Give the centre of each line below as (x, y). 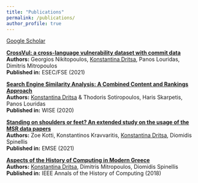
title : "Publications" (35, 12)
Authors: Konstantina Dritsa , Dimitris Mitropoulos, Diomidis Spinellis (93, 167)
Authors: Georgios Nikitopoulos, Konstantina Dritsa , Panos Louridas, (93, 60)
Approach (19, 91)
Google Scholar (26, 41)
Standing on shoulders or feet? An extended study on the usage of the (98, 122)
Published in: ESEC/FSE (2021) (46, 72)
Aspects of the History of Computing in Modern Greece (78, 160)
